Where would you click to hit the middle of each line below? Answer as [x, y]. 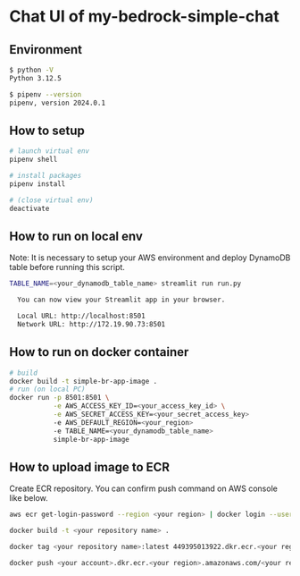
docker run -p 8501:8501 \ [59, 398]
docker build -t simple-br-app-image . [83, 381]
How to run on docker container [99, 352]
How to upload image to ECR [90, 467]
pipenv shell [33, 160]
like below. [29, 498]
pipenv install [37, 184]
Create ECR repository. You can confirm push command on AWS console [144, 488]
